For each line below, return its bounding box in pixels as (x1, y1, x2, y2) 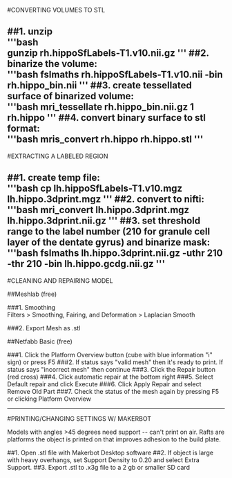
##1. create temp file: (7, 172, 100, 183)
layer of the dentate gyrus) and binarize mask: (7, 237, 211, 248)
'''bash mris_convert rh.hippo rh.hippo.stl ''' (7, 134, 204, 146)
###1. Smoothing (7, 303, 56, 311)
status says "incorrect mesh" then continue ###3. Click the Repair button (7, 365, 216, 373)
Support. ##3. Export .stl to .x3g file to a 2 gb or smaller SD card (7, 463, 190, 471)
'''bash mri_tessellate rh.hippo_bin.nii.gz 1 (7, 101, 195, 113)
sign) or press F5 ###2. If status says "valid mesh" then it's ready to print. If (7, 358, 223, 366)
